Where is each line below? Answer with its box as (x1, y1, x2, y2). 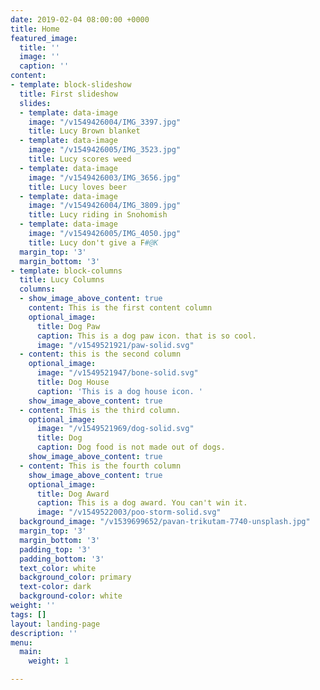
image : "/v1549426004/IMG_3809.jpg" (28, 201, 182, 211)
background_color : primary (19, 572, 132, 583)
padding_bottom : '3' (19, 554, 105, 564)
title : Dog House (36, 377, 110, 387)
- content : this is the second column (19, 349, 182, 360)
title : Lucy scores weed (28, 154, 132, 164)
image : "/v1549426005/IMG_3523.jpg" (28, 145, 182, 155)
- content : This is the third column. (19, 405, 182, 415)
